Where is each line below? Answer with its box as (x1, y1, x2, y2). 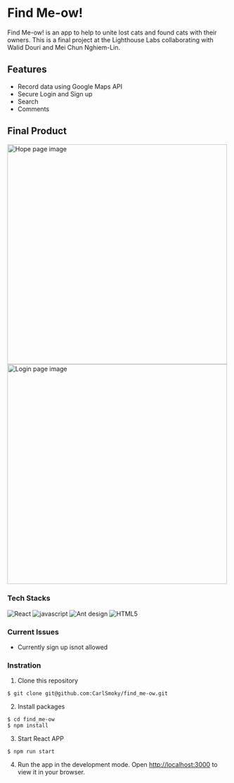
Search (17, 97, 39, 106)
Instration (7, 661, 41, 670)
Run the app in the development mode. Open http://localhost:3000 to (17, 760, 218, 769)
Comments (17, 104, 50, 113)
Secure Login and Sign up (17, 89, 93, 98)
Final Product (7, 125, 67, 137)
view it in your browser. (17, 768, 86, 777)
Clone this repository (17, 677, 79, 685)
